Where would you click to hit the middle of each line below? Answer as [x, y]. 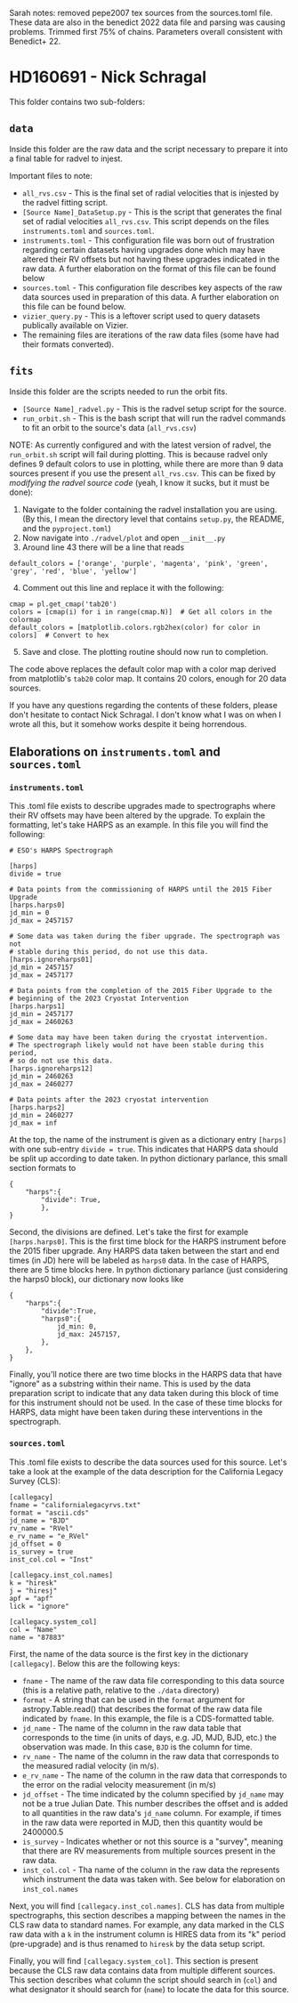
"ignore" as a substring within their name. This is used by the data [130, 1384]
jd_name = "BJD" [39, 1521]
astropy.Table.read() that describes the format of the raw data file [142, 1708]
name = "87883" [37, 1637]
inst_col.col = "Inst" [51, 1559]
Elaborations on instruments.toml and [115, 751]
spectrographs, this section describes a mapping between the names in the [148, 1915]
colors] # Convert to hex [59, 635]
